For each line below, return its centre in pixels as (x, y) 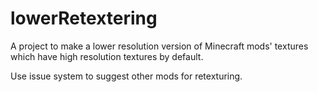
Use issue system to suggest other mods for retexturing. (126, 76)
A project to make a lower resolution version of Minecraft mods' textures (159, 46)
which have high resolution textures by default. (107, 56)
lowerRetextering (84, 18)
